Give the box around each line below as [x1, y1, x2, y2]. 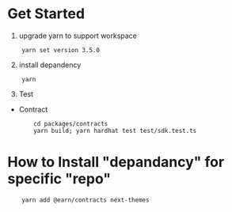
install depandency [18, 60, 82, 70]
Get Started [7, 5, 85, 23]
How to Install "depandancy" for [7, 153, 225, 171]
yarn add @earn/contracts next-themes [21, 195, 150, 204]
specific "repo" [7, 170, 112, 188]
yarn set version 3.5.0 [21, 46, 101, 54]
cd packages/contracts [33, 119, 108, 127]
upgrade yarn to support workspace [18, 31, 138, 40]
